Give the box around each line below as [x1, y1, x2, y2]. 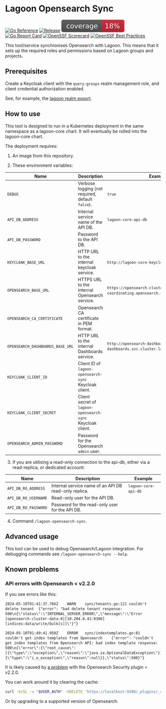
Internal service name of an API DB [51, 482, 123, 489]
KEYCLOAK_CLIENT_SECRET [7, 410, 56, 416]
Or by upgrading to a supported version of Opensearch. [5, 698, 119, 705]
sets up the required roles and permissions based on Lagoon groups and [5, 48, 153, 54]
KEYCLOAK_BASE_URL [7, 260, 45, 265]
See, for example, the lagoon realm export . [5, 95, 92, 101]
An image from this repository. [12, 152, 74, 159]
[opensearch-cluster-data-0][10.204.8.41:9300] [5, 616, 105, 622]
